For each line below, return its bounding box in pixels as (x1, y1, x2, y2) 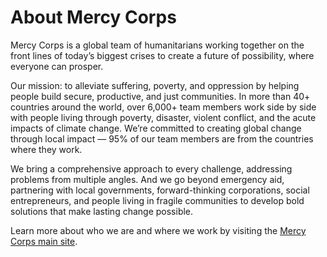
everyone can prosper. (10, 60, 104, 72)
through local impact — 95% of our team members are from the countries (10, 132, 314, 145)
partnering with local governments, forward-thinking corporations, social (10, 184, 310, 196)
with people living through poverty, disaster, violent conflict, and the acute (10, 111, 317, 123)
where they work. (10, 143, 83, 155)
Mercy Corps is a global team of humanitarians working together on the (10, 39, 305, 51)
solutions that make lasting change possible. (10, 205, 194, 217)
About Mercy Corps (10, 6, 177, 29)
